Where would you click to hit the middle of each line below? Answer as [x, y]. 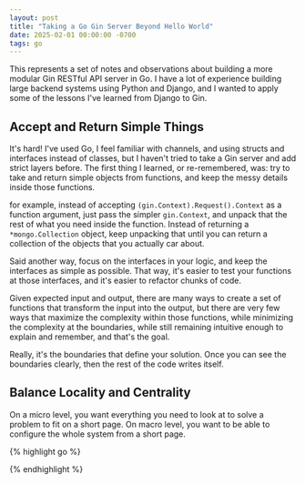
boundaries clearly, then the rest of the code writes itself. [117, 364]
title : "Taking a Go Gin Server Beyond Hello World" [112, 26]
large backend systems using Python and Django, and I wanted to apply [144, 88]
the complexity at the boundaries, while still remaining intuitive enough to [147, 328]
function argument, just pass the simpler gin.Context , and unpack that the [148, 215]
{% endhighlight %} [46, 469]
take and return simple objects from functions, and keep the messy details [149, 177]
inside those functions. [52, 187]
